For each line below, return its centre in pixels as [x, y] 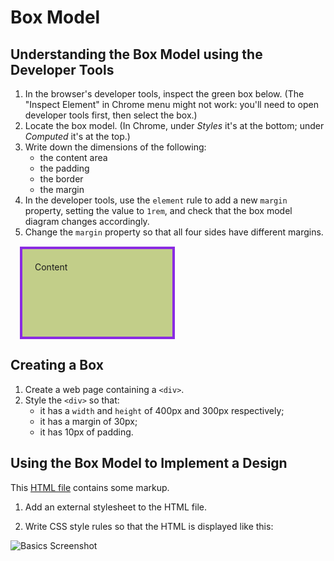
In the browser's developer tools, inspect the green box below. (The [164, 94]
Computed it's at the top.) [77, 136]
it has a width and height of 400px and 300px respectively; [162, 410]
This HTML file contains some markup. [90, 487]
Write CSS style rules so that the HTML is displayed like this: [149, 526]
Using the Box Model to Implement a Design [149, 463]
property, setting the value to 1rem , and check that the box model [158, 210]
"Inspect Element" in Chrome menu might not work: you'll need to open [171, 104]
